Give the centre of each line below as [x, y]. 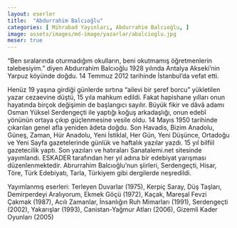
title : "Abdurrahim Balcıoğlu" [55, 21]
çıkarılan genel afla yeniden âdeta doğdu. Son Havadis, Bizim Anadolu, [111, 128]
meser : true [25, 41]
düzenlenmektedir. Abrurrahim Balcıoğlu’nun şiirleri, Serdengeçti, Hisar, [112, 165]
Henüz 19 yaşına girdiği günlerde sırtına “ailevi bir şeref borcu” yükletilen [114, 90]
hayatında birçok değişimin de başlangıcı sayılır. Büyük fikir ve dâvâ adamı [116, 105]
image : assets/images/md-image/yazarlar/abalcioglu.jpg [92, 34]
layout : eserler [31, 14]
